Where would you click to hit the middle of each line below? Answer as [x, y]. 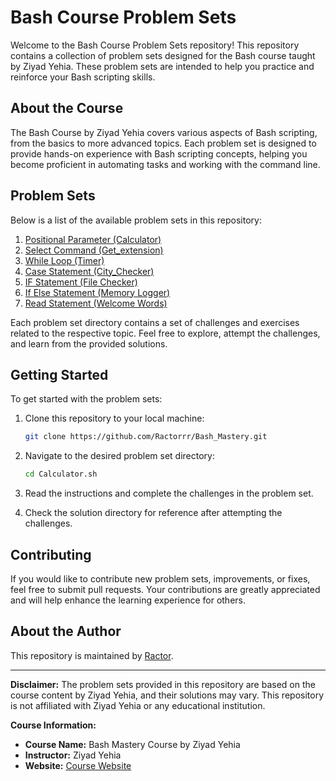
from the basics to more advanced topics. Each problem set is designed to [163, 143]
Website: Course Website [78, 765]
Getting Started [59, 374]
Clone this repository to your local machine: [114, 418]
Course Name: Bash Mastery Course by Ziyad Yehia [132, 744]
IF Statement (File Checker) [81, 282]
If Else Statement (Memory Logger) [97, 292]
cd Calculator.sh [61, 474]
